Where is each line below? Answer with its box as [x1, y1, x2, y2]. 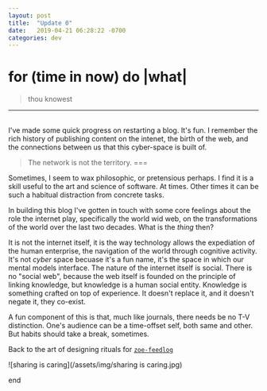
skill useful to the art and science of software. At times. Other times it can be [8, 182, 259, 192]
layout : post [8, 11, 52, 20]
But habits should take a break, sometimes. [8, 329, 149, 339]
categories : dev [8, 33, 62, 42]
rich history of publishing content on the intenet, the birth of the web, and [8, 134, 249, 144]
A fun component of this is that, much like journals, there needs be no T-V [8, 312, 250, 322]
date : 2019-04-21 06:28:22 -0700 [8, 26, 126, 34]
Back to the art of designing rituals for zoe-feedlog [8, 345, 173, 354]
